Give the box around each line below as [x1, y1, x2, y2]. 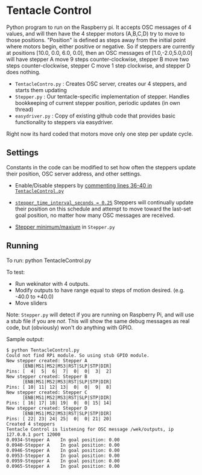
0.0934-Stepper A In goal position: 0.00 [6, 436, 120, 443]
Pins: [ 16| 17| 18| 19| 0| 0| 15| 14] [6, 400, 112, 406]
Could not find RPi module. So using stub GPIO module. [6, 352, 150, 359]
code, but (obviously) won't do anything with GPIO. [6, 324, 133, 331]
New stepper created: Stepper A [6, 357, 87, 363]
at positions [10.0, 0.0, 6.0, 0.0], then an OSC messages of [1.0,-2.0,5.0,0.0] [6, 49, 193, 56]
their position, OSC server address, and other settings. [6, 170, 142, 177]
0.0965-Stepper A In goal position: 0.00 [6, 463, 120, 469]
